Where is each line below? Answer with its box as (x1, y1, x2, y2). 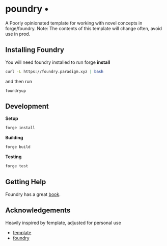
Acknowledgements (5, 206, 71, 215)
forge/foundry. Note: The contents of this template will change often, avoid (5, 25, 162, 31)
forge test (5, 164, 29, 169)
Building (5, 135, 23, 141)
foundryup (5, 88, 26, 93)
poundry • (5, 3, 49, 15)
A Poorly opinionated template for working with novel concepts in (5, 20, 143, 26)
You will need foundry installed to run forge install (5, 59, 110, 65)
